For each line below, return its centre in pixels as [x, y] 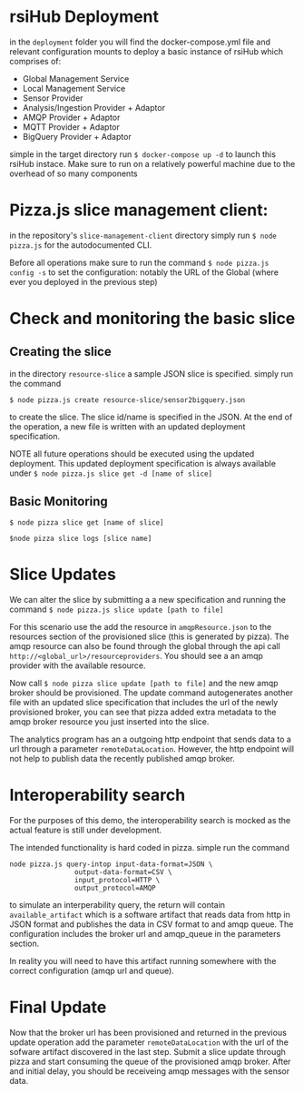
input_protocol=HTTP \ [117, 880]
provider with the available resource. [78, 665]
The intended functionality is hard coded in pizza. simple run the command [150, 847]
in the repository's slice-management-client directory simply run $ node [143, 235]
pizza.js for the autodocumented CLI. [81, 245]
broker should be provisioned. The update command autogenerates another [151, 693]
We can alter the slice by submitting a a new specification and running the [147, 599]
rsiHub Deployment [84, 17]
